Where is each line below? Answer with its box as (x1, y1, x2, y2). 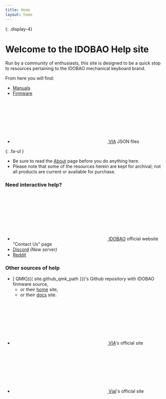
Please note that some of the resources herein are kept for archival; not (12, 163, 161, 169)
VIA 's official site (108, 340, 143, 346)
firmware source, (12, 281, 48, 287)
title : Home (5, 7, 30, 13)
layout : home (5, 12, 33, 17)
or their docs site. (20, 292, 57, 298)
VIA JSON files (108, 139, 140, 145)
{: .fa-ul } (5, 148, 24, 154)
